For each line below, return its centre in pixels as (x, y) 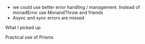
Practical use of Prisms (29, 37)
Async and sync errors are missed (48, 18)
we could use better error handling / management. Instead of (76, 7)
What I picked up (23, 27)
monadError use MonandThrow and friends (58, 12)
